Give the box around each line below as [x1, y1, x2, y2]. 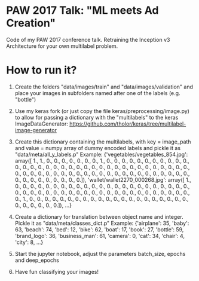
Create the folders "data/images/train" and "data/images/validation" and [14, 83, 193, 90]
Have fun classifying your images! [14, 268, 99, 275]
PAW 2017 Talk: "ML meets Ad [6, 4, 159, 17]
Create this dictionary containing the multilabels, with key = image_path [14, 138, 191, 145]
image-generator [14, 126, 57, 133]
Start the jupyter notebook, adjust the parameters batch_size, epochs [14, 250, 186, 257]
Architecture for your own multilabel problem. [6, 42, 118, 50]
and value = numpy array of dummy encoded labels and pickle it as [14, 144, 181, 151]
